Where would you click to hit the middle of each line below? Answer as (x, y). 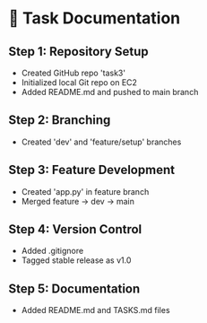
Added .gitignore (52, 251)
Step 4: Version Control (75, 229)
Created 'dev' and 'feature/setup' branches (101, 142)
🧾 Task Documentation (95, 18)
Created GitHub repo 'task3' (73, 73)
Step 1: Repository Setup (78, 52)
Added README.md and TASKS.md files (96, 310)
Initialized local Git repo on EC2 (79, 83)
